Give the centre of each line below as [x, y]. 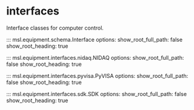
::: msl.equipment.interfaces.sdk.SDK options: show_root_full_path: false [96, 94]
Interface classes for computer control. [55, 28]
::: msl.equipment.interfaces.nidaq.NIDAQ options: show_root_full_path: [95, 57]
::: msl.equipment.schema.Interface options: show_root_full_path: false [95, 39]
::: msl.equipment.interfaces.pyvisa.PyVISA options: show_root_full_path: [97, 76]
